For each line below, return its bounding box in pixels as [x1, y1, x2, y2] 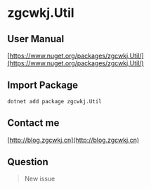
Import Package [7, 79, 79, 91]
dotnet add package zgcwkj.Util [7, 98, 102, 105]
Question [7, 156, 48, 168]
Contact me [7, 117, 60, 129]
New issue [24, 174, 55, 183]
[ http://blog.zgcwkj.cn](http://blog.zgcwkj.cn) [7, 136, 140, 144]
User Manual [7, 33, 65, 45]
